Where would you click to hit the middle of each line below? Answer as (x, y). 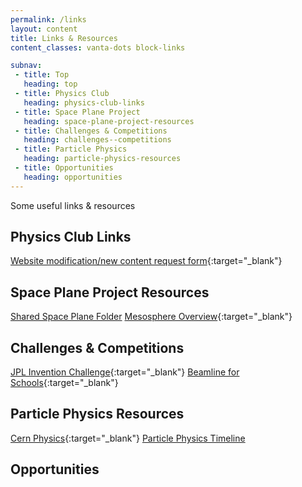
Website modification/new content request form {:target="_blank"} (146, 261)
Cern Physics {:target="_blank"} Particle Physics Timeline (128, 438)
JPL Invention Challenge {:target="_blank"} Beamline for (125, 372)
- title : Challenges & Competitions (91, 131)
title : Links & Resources (64, 38)
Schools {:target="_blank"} (64, 383)
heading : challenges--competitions (97, 140)
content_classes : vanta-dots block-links (98, 47)
